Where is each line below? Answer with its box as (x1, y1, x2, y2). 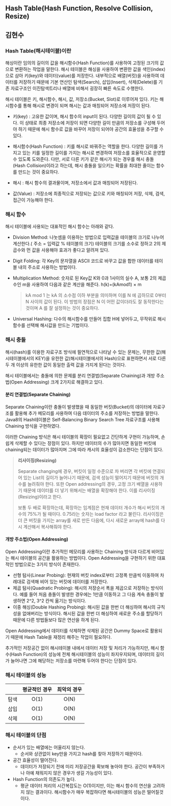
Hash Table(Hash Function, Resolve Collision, (5, 4, 153, 13)
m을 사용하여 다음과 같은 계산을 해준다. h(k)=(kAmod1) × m (22, 282, 142, 288)
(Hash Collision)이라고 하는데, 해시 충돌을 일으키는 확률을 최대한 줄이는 (12, 163, 155, 169)
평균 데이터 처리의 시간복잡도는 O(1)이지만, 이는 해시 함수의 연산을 (20, 783, 152, 789)
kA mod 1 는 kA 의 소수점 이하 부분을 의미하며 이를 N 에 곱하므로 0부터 (25, 292, 166, 298)
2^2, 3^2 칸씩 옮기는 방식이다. (26, 598, 87, 604)
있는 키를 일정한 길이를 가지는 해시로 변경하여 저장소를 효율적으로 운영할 (22, 150, 166, 156)
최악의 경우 (57, 686, 82, 693)
